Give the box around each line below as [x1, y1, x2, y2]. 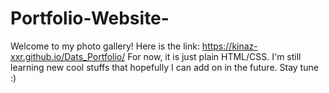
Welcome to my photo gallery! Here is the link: [10, 40, 200, 52]
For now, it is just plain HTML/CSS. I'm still [127, 50, 302, 62]
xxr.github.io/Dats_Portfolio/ [10, 50, 126, 62]
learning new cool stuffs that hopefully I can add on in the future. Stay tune [10, 61, 319, 73]
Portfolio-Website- [10, 7, 170, 30]
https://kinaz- [201, 40, 258, 52]
